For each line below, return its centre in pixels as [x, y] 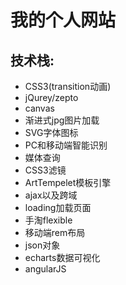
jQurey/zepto [51, 97]
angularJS [45, 269]
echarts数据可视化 [62, 257]
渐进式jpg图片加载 [62, 120]
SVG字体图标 [51, 132]
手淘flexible [48, 220]
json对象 [42, 245]
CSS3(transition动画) [68, 86]
